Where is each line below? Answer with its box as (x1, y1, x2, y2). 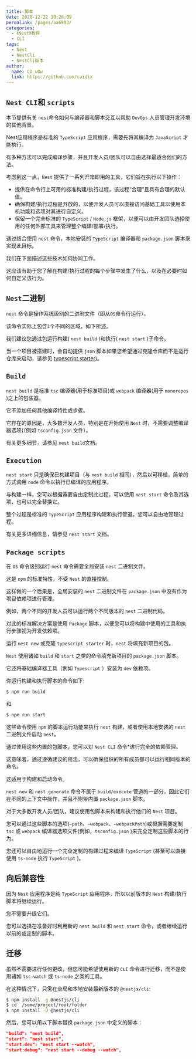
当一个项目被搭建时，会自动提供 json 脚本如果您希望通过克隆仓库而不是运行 (6, 347, 189, 354)
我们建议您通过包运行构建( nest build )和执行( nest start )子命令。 (6, 335, 170, 342)
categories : (6, 25, 35, 31)
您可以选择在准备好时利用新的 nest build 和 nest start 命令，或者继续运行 (6, 922, 187, 929)
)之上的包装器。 (6, 394, 44, 401)
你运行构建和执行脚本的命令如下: (6, 677, 85, 684)
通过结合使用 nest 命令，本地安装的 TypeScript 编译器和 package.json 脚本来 (6, 235, 191, 242)
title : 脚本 (6, 8, 33, 15)
